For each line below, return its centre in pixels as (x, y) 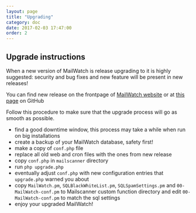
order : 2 (17, 33)
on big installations (37, 135)
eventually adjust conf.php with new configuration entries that (89, 173)
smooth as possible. (30, 118)
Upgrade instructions (46, 57)
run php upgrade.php (39, 166)
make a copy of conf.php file (49, 148)
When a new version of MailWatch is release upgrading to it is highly (89, 71)
